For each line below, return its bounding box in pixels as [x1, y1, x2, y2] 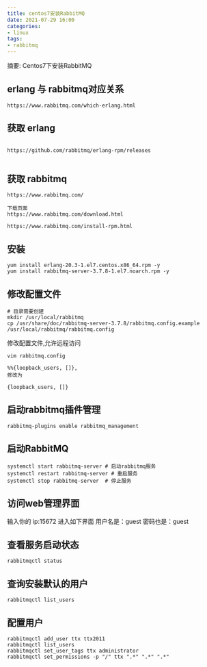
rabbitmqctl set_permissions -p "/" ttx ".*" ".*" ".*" [7, 653, 169, 660]
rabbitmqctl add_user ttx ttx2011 [7, 635, 106, 642]
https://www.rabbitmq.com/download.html [7, 211, 124, 218]
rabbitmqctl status [7, 557, 63, 565]
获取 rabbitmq [7, 173, 67, 185]
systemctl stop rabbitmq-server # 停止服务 [7, 477, 132, 484]
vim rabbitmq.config [7, 353, 66, 360]
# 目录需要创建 [7, 308, 44, 315]
